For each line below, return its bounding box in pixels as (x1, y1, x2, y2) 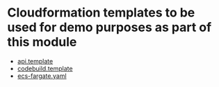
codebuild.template (17, 64, 73, 72)
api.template (17, 57, 54, 65)
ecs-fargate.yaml (17, 71, 67, 80)
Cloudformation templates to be (7, 5, 195, 21)
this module (7, 35, 77, 50)
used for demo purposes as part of (7, 19, 212, 35)
